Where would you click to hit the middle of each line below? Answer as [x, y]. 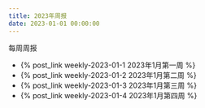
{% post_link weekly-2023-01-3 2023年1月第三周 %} [109, 85]
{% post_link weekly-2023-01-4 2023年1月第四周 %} [109, 95]
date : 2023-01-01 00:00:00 [54, 24]
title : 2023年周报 [38, 16]
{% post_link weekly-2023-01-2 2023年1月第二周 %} [108, 75]
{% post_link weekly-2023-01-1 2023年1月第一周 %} [108, 65]
